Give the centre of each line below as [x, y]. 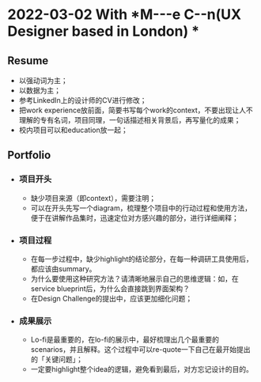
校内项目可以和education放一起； [73, 130]
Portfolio [29, 155]
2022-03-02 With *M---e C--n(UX [125, 15]
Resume [28, 61]
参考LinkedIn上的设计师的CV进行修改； [83, 100]
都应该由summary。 [63, 269]
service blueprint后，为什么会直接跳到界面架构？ [110, 288]
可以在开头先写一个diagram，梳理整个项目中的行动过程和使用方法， [141, 208]
